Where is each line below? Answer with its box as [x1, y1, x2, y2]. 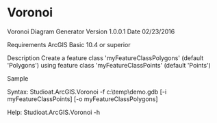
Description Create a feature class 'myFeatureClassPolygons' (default [7, 53, 204, 62]
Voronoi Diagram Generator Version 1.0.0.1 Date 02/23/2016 [7, 27, 175, 36]
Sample [7, 74, 29, 83]
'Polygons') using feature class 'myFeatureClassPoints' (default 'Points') [7, 61, 211, 69]
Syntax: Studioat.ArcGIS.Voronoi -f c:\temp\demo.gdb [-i [7, 87, 167, 96]
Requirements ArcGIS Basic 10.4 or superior [7, 40, 131, 49]
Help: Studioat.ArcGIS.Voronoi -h [7, 108, 101, 116]
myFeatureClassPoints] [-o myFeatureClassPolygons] [7, 94, 159, 103]
